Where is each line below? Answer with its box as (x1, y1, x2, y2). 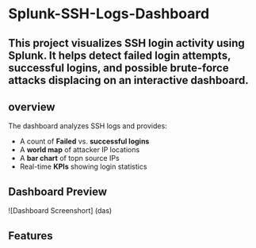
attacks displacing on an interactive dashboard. (8, 73, 249, 87)
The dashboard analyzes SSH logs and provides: (8, 121, 168, 131)
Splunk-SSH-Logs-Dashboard (8, 5, 210, 23)
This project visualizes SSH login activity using (8, 36, 246, 50)
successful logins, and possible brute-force (8, 61, 229, 74)
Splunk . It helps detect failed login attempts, (8, 48, 231, 62)
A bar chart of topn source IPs (19, 154, 120, 163)
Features (8, 229, 53, 242)
